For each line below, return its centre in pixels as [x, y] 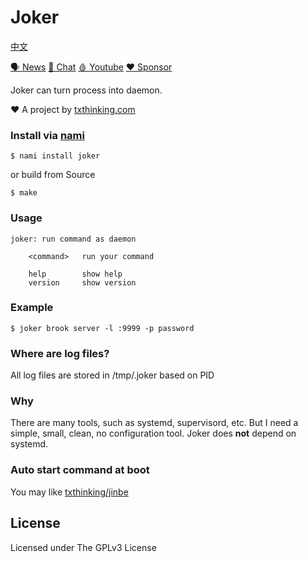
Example [32, 308]
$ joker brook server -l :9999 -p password [102, 328]
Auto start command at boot [80, 470]
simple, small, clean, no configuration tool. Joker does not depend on [153, 433]
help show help [75, 274]
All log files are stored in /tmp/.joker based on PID [112, 375]
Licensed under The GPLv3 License [83, 547]
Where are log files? [60, 353]
